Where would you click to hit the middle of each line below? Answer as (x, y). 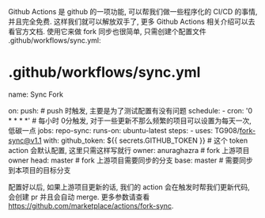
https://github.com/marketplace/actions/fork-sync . (91, 205)
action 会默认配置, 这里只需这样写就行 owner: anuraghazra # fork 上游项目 (129, 150)
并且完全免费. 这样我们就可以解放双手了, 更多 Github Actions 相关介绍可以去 (132, 21)
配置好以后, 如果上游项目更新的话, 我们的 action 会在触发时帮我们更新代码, (129, 187)
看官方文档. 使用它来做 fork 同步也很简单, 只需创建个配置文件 (108, 31)
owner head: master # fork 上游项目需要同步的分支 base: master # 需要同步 (131, 160)
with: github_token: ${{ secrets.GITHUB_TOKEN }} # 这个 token (145, 140)
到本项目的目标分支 (40, 170)
